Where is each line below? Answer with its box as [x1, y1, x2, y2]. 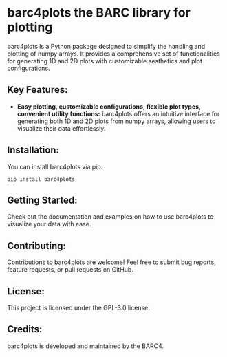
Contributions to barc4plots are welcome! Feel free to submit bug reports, [7, 258, 217, 266]
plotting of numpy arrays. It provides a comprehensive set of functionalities [7, 50, 220, 58]
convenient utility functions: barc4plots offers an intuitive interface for [17, 109, 220, 118]
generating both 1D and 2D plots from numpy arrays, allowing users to [17, 117, 216, 125]
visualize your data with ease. [7, 220, 91, 228]
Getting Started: [7, 194, 78, 206]
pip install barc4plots [7, 175, 76, 183]
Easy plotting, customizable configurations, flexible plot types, [17, 102, 201, 111]
